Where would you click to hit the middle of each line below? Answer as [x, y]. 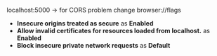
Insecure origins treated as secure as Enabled [85, 23]
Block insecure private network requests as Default [93, 45]
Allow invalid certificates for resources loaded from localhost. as [113, 31]
